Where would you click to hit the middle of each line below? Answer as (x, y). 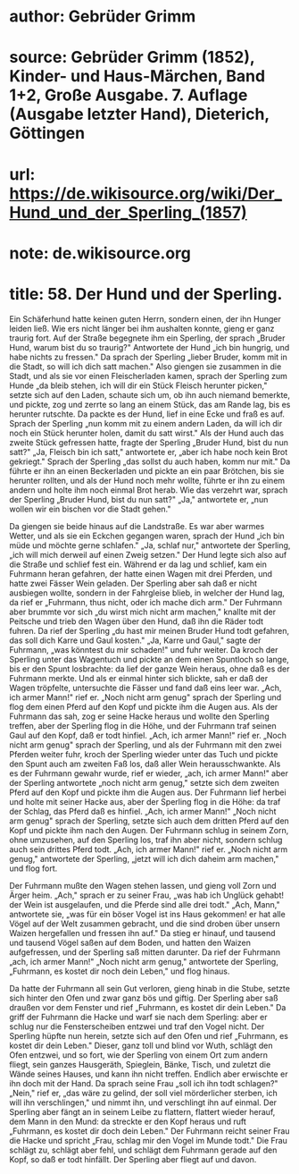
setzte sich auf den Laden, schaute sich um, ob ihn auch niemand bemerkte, (150, 394)
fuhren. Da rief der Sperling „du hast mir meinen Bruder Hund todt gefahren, (149, 630)
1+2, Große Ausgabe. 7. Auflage (129, 95)
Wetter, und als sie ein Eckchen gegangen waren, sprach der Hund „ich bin (147, 536)
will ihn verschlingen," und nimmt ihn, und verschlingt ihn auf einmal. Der (143, 1102)
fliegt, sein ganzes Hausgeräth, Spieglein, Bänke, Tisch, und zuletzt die (140, 1064)
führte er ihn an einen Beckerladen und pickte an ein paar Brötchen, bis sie (147, 470)
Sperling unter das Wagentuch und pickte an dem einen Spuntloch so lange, (149, 659)
